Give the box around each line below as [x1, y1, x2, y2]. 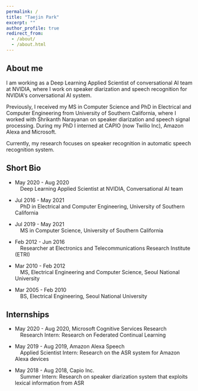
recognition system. [6, 146, 54, 153]
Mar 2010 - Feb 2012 [14, 262, 66, 269]
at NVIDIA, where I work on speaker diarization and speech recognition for [6, 85, 187, 92]
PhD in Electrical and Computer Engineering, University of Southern [20, 203, 185, 210]
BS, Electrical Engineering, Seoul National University [20, 292, 148, 299]
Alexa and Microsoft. [6, 128, 57, 135]
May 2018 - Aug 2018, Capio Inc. [14, 367, 95, 374]
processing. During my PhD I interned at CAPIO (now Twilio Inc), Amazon [6, 122, 184, 129]
